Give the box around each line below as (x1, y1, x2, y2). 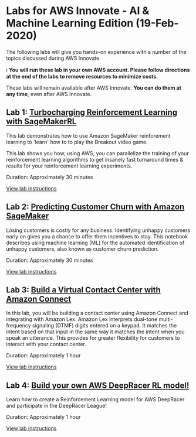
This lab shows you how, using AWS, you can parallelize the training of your (6, 149, 189, 156)
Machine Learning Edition (6, 16, 134, 30)
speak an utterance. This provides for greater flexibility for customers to (6, 334, 180, 342)
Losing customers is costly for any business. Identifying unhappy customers (6, 227, 191, 234)
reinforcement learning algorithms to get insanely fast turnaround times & (6, 156, 184, 163)
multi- (158, 316, 173, 323)
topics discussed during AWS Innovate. (6, 54, 101, 62)
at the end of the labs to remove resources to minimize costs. (6, 73, 158, 80)
